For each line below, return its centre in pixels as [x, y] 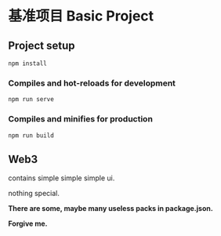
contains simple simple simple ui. [62, 178]
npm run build [31, 135]
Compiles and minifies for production [80, 119]
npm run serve [31, 100]
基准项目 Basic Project [81, 16]
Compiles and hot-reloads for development [92, 83]
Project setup [42, 45]
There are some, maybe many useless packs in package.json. [110, 209]
